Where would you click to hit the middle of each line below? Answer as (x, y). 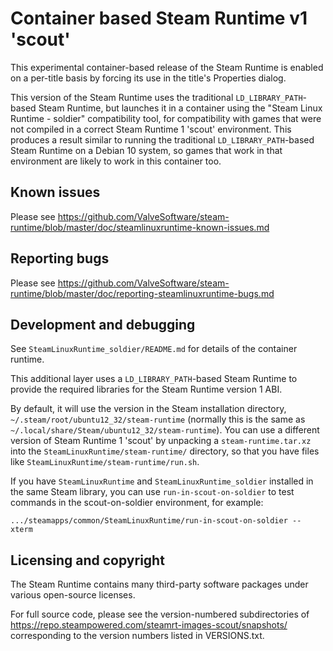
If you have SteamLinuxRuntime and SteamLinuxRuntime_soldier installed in (162, 481)
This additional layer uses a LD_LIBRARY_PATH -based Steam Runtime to (154, 379)
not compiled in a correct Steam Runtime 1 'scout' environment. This (151, 129)
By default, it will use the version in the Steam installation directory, (148, 409)
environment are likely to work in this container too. (116, 161)
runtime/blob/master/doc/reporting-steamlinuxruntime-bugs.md (142, 293)
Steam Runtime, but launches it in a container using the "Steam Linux (180, 108)
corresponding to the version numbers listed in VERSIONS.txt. (137, 636)
